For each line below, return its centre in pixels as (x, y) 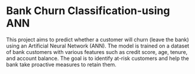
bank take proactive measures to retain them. (61, 64)
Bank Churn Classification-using (88, 11)
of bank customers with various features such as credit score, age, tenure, (97, 52)
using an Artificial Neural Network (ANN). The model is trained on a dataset (98, 46)
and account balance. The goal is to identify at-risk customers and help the (97, 58)
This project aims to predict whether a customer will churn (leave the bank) (97, 39)
